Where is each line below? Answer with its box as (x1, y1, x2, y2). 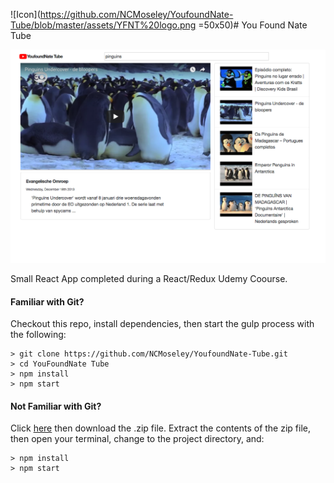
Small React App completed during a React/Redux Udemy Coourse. (10, 273, 288, 285)
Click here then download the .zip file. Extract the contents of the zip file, (10, 422, 311, 434)
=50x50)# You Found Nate (198, 19, 308, 31)
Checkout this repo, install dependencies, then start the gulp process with (10, 318, 315, 330)
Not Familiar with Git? (10, 400, 102, 412)
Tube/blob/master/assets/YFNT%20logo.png (10, 19, 197, 31)
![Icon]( (10, 9, 41, 20)
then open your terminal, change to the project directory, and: (10, 433, 265, 445)
